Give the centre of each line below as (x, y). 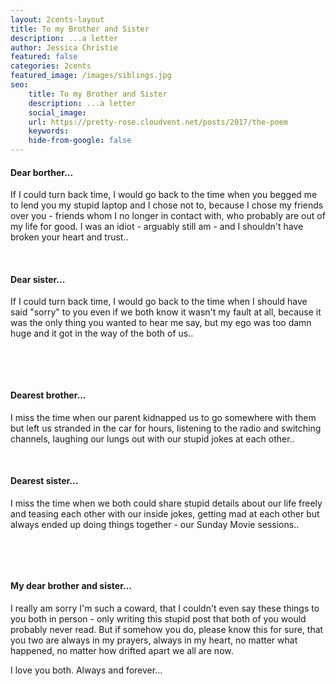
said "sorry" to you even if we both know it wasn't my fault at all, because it (166, 312)
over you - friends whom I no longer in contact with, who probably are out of (168, 216)
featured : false (44, 57)
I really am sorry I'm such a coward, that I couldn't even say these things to (165, 608)
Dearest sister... (44, 481)
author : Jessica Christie (64, 47)
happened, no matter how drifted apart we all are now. (122, 651)
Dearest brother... (48, 395)
